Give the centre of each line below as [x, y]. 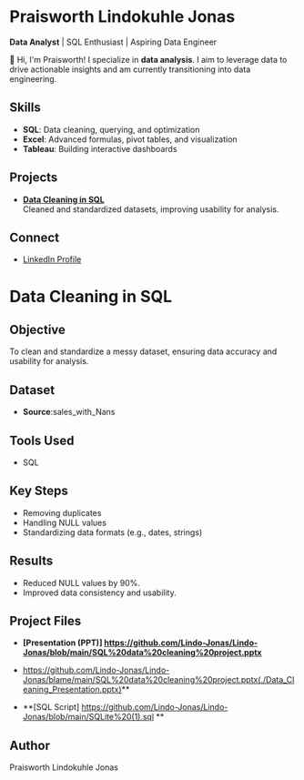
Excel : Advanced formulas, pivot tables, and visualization [130, 139]
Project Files [46, 621]
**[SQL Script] [51, 707]
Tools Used [42, 440]
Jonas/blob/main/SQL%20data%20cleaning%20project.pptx [142, 653]
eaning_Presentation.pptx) [72, 690]
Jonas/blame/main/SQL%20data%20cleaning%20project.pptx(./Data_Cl [158, 680]
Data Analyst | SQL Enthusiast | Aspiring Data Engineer [113, 42]
